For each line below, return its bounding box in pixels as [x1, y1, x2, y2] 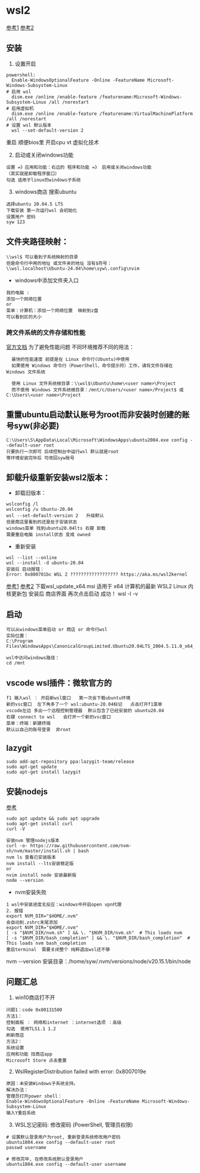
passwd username [6, 1144, 46, 1150]
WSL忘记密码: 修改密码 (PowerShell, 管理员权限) [14, 1121, 133, 1128]
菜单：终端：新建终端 [6, 720, 51, 726]
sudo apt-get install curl [6, 821, 73, 826]
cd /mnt [6, 660, 26, 666]
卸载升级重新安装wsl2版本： [6, 473, 111, 483]
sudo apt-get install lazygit [6, 769, 82, 775]
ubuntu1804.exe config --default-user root [6, 1139, 116, 1145]
